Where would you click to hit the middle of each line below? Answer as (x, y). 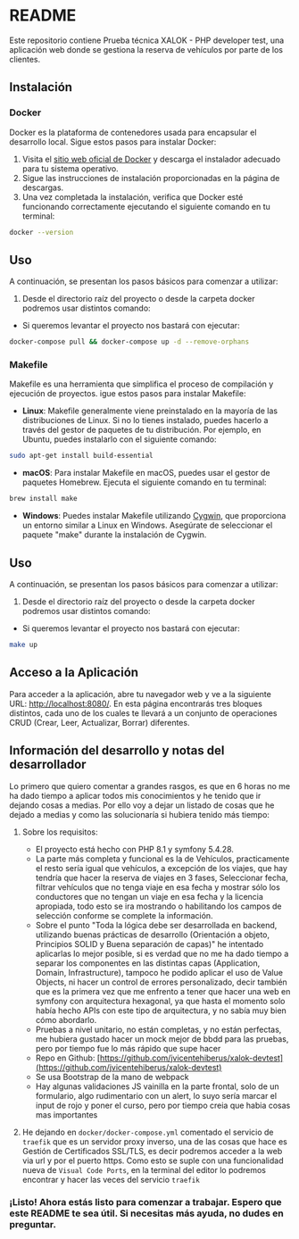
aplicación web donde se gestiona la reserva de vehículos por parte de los (146, 49)
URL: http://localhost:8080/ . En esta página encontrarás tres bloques (136, 703)
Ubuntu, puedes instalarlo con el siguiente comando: (119, 439)
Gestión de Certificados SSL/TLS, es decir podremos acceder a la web (152, 1151)
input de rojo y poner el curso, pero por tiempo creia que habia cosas (163, 1105)
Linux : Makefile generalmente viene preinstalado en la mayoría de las (150, 411)
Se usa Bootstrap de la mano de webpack (112, 1077)
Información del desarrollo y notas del (117, 751)
